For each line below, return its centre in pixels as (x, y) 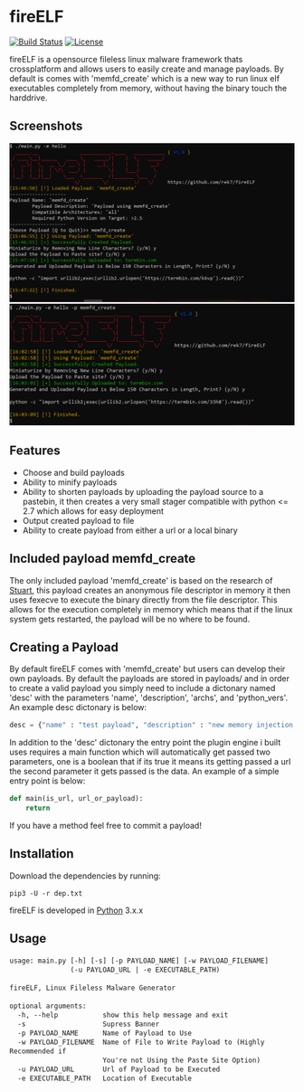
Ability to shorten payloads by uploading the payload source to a (143, 491)
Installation (42, 854)
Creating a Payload (64, 647)
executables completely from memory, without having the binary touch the (148, 88)
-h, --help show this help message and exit (123, 1015)
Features (35, 451)
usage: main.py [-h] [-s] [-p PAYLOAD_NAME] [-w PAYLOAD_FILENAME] (139, 961)
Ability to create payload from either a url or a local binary (130, 530)
